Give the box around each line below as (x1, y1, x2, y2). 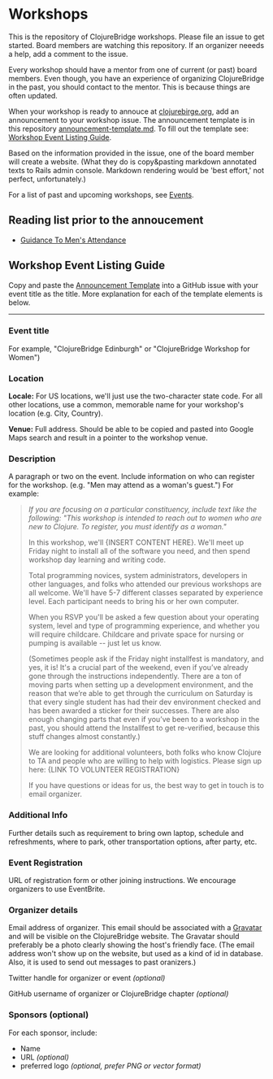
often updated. (8, 90, 58, 100)
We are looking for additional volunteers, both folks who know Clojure (28, 747, 262, 757)
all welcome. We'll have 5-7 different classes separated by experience (28, 588, 263, 598)
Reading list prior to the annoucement (8, 213, 204, 228)
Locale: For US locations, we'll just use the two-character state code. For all (8, 391, 262, 401)
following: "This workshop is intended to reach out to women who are (28, 513, 262, 523)
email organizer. (28, 790, 83, 799)
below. (8, 298, 31, 307)
